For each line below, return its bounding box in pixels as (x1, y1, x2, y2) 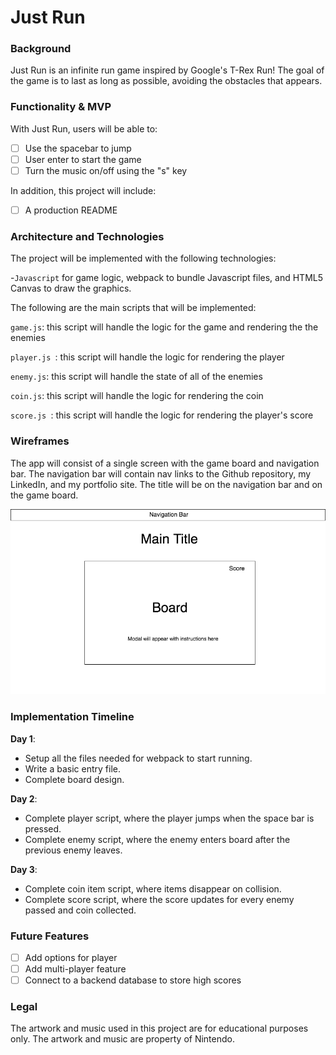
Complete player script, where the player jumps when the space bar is (24, 812, 315, 824)
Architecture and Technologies (10, 229, 165, 243)
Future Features (10, 929, 90, 943)
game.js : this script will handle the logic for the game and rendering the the (10, 321, 319, 333)
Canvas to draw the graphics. (10, 282, 132, 295)
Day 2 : (10, 792, 38, 805)
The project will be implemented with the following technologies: (10, 252, 277, 265)
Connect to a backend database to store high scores (24, 974, 242, 986)
